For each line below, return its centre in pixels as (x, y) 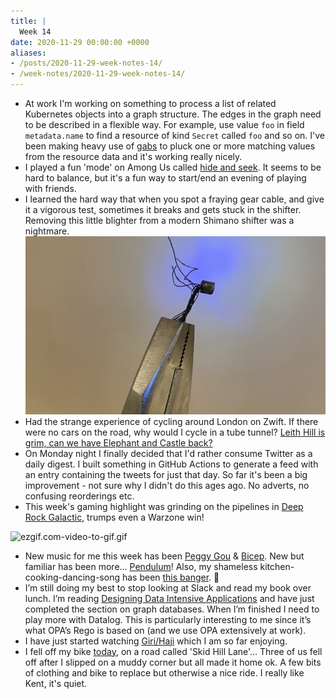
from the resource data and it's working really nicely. (133, 156)
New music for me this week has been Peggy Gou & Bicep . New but (164, 556)
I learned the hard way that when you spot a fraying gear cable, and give (174, 199)
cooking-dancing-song (72, 577)
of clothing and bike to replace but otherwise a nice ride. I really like (164, 672)
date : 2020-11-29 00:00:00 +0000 (80, 42)
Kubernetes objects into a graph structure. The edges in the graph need (173, 114)
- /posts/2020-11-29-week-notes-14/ (86, 63)
